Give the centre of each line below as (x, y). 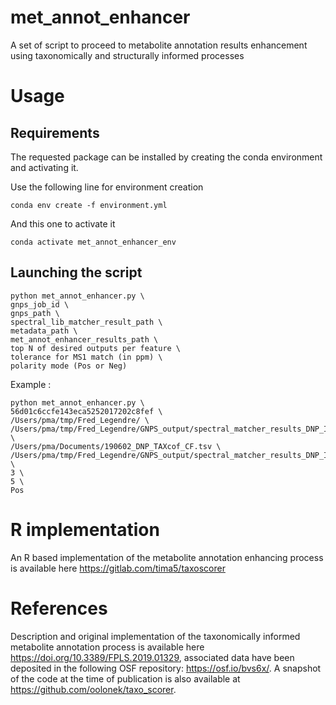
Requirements (55, 132)
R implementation (85, 529)
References (59, 608)
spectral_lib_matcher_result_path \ (86, 322)
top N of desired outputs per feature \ (96, 348)
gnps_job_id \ (40, 304)
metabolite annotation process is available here (107, 647)
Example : (31, 384)
